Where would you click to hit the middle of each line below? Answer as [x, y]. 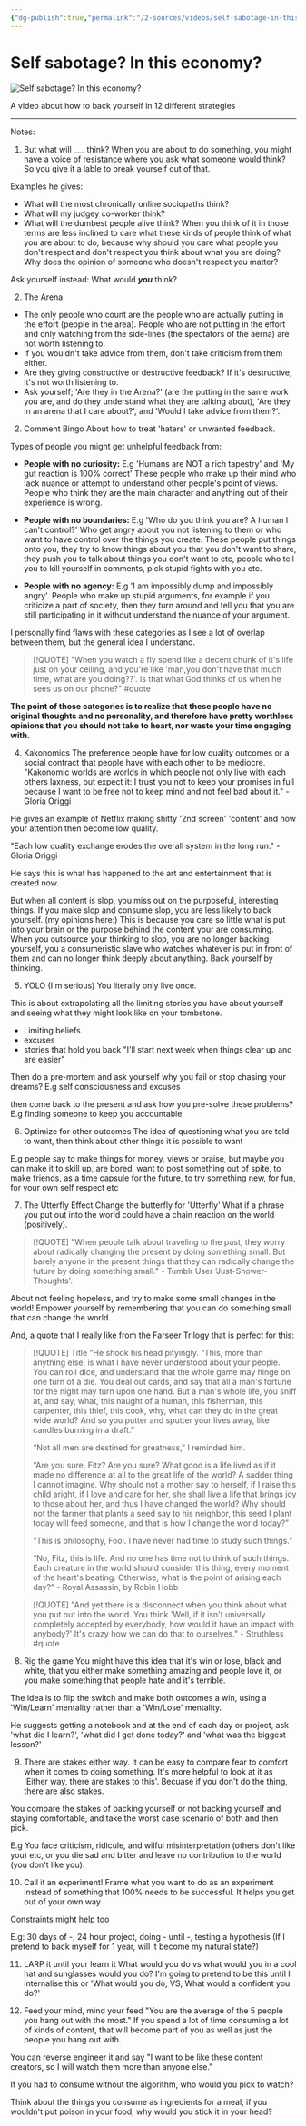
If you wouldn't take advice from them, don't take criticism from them [153, 353]
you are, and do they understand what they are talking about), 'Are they [157, 401]
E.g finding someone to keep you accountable [96, 1113]
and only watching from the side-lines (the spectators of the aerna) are [156, 333]
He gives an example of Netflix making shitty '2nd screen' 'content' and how [153, 818]
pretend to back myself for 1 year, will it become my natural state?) [135, 1946]
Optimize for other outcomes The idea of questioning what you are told [156, 1131]
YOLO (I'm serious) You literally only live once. [110, 985]
